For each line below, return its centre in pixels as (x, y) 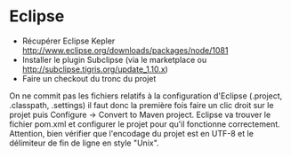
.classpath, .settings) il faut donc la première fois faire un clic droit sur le (141, 105)
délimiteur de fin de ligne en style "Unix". (84, 143)
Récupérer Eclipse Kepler (69, 41)
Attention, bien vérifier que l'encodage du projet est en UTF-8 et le (131, 133)
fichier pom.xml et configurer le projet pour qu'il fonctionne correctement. (145, 124)
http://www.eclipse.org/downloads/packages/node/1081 (125, 50)
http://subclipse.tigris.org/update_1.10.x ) (95, 69)
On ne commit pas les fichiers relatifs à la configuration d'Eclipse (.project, (146, 96)
